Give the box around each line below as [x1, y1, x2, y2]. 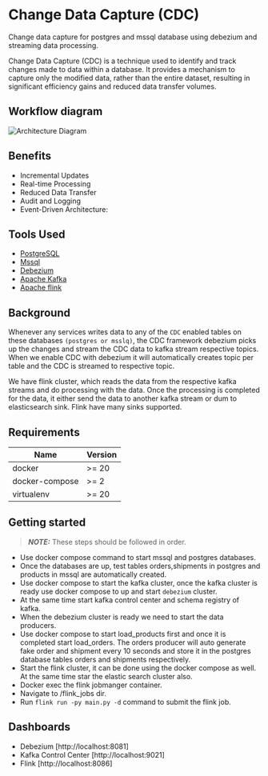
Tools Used [8, 227, 66, 241]
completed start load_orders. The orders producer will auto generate [19, 638, 246, 647]
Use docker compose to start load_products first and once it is [19, 629, 226, 638]
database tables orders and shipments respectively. [19, 654, 191, 664]
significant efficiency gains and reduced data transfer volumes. [8, 82, 217, 91]
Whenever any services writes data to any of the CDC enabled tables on [8, 327, 242, 337]
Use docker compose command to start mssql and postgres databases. [19, 552, 256, 562]
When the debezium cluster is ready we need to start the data [19, 612, 224, 622]
